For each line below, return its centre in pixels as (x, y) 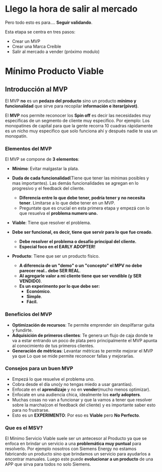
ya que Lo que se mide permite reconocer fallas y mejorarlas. (73, 356)
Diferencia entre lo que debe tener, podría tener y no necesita (82, 198)
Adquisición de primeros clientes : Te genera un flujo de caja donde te (82, 335)
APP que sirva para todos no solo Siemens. (48, 464)
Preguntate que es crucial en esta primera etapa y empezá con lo (84, 208)
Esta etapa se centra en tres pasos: (40, 32)
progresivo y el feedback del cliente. (48, 189)
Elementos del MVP (29, 148)
